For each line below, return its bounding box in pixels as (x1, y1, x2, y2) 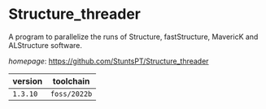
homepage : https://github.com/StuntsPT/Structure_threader (8, 56, 209, 66)
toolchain (52, 75, 90, 86)
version (12, 75, 43, 86)
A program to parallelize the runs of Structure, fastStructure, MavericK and (8, 32, 259, 41)
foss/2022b (50, 89, 93, 98)
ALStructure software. (8, 40, 83, 50)
